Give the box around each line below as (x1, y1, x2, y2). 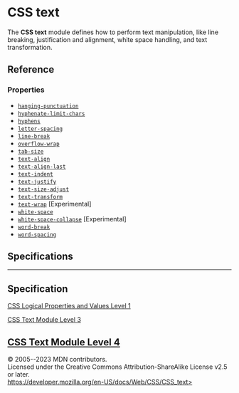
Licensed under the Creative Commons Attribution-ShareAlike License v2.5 (7, 362, 228, 371)
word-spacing (17, 231, 57, 239)
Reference (7, 63, 55, 75)
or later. (7, 370, 30, 379)
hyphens (17, 117, 41, 125)
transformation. (7, 43, 53, 51)
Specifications (7, 251, 73, 263)
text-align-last (17, 163, 66, 170)
